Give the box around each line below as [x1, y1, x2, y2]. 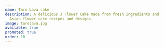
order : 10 [5, 35, 26, 40]
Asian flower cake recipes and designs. [9, 16, 93, 21]
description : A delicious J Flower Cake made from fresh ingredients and [5, 12, 160, 17]
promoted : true [5, 30, 36, 35]
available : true [5, 25, 38, 30]
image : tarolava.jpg [5, 21, 48, 26]
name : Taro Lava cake [5, 7, 50, 12]
